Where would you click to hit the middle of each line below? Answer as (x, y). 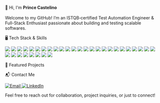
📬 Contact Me (20, 75)
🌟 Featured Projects (25, 65)
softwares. (16, 28)
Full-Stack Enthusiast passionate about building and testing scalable (73, 23)
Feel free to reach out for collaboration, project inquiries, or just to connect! (80, 95)
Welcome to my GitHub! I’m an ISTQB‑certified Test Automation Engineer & (80, 18)
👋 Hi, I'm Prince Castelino (31, 8)
